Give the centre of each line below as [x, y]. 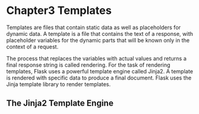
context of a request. [32, 47]
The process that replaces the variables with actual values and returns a [96, 58]
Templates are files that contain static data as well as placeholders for [93, 27]
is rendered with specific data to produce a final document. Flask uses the [99, 78]
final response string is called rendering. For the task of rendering [89, 65]
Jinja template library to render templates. [59, 84]
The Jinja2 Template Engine [60, 103]
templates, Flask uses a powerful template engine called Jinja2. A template [100, 71]
